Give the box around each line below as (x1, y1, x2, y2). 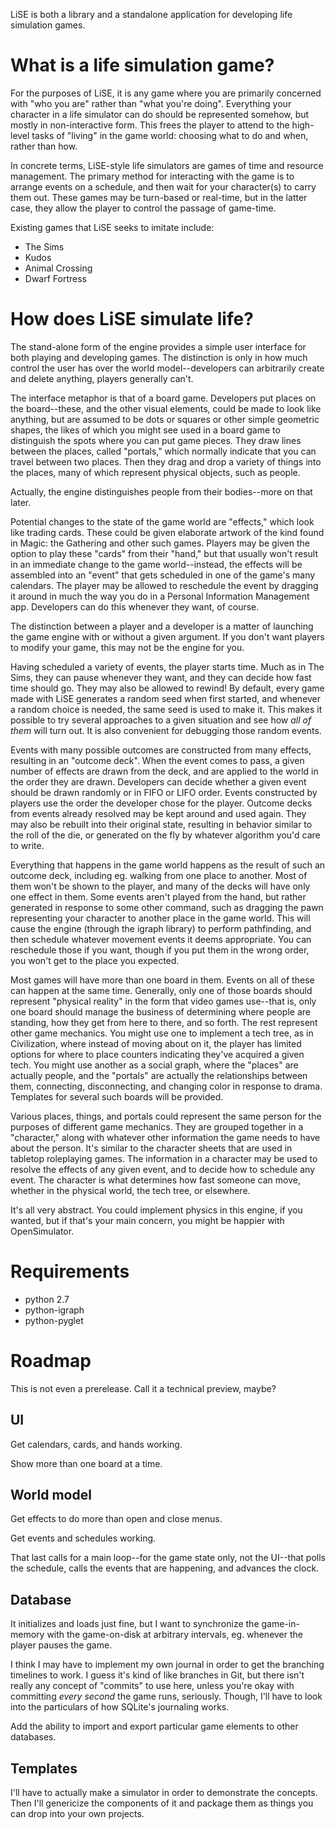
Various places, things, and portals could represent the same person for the (10, 1110, 322, 1122)
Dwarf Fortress (24, 272, 87, 284)
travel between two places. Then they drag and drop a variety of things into (10, 455, 322, 468)
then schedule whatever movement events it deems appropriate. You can (10, 933, 312, 945)
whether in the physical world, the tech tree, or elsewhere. (10, 1184, 251, 1196)
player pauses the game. (10, 1639, 113, 1651)
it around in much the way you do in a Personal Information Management (10, 590, 310, 602)
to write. (10, 839, 45, 851)
